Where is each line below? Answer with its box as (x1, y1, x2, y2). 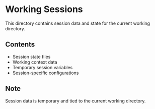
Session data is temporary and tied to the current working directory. (5, 97, 146, 104)
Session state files (12, 53, 51, 60)
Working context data (12, 59, 57, 65)
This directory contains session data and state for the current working (5, 20, 150, 26)
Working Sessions (5, 4, 83, 15)
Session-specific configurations (12, 70, 79, 76)
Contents (5, 40, 35, 49)
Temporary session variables (12, 64, 73, 70)
